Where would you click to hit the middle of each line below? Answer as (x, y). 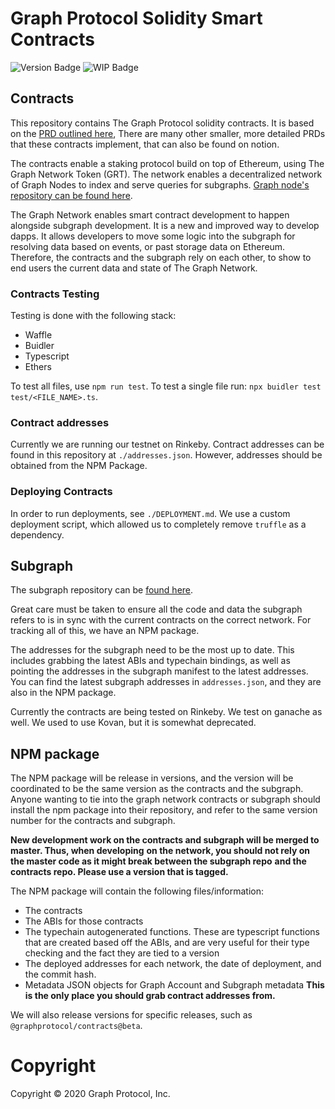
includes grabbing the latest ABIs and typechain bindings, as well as (150, 661)
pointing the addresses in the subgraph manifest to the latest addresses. (159, 671)
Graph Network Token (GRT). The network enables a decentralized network (166, 174)
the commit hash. (60, 974)
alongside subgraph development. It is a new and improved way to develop (165, 225)
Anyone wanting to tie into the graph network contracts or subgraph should (165, 799)
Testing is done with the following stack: (93, 316)
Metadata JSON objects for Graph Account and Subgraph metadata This (174, 985)
